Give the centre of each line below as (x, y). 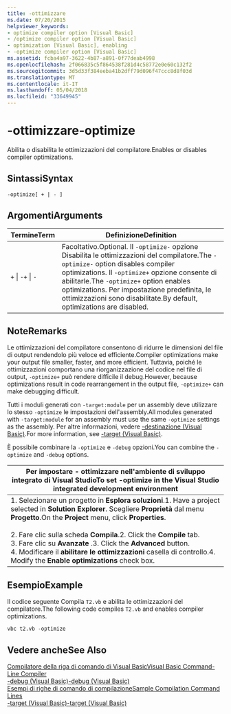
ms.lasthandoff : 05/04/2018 (47, 90)
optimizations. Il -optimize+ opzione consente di (139, 272)
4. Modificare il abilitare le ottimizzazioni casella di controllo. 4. (113, 552)
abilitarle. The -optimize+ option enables (126, 281)
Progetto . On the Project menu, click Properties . (88, 518)
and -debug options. (61, 455)
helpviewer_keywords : (38, 26)
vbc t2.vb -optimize (37, 629)
